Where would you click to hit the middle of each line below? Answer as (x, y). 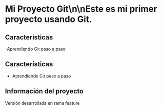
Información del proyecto (44, 91)
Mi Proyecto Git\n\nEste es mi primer (81, 9)
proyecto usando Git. (49, 19)
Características (29, 64)
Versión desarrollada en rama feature (42, 103)
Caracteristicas (29, 37)
